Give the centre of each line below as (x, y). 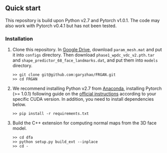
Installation (19, 39)
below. (19, 104)
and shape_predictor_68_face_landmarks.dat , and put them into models (85, 60)
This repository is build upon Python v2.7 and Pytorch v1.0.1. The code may (82, 20)
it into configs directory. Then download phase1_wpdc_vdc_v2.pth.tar (83, 55)
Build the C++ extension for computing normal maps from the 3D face (84, 123)
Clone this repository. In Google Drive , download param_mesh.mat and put (87, 50)
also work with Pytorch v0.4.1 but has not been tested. (61, 26)
